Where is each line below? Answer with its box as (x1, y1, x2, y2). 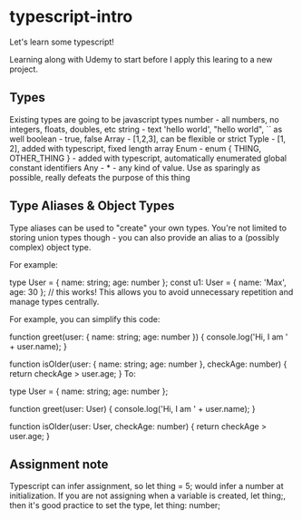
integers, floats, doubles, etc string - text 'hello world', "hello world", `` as (9, 123, 283, 134)
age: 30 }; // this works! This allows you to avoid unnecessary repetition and (9, 286, 294, 297)
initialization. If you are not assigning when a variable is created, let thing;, (9, 490, 286, 501)
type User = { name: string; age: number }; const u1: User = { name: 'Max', (9, 277, 287, 288)
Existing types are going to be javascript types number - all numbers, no (9, 113, 279, 124)
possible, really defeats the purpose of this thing (9, 172, 190, 182)
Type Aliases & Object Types (9, 198, 175, 214)
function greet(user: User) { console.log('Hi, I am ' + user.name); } (9, 403, 256, 414)
